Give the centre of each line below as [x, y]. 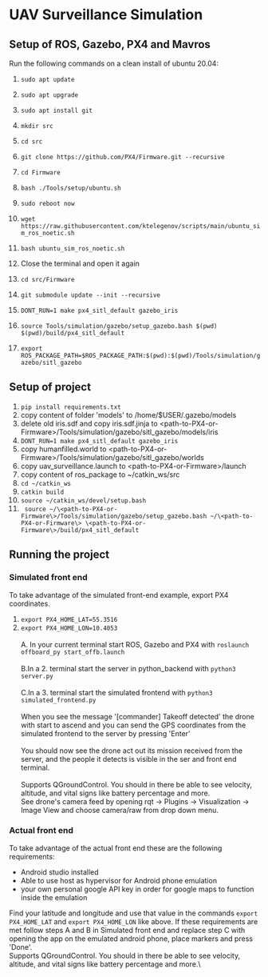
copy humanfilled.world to [63, 449]
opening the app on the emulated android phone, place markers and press [131, 939]
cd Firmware [40, 173]
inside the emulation [54, 897]
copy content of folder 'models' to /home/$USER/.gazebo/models [128, 414]
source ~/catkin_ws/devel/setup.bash [83, 501]
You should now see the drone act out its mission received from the [131, 751]
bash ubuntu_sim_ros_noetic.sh [73, 249]
